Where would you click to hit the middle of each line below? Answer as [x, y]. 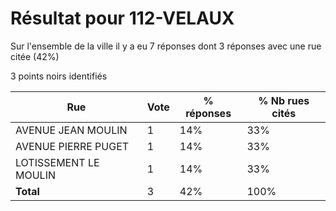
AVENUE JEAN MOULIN [71, 130]
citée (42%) [35, 56]
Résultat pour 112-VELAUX [122, 18]
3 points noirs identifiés [59, 76]
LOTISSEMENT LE [57, 162]
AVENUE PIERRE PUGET [72, 146]
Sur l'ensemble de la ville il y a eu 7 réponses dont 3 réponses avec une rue [166, 46]
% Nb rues [284, 100]
